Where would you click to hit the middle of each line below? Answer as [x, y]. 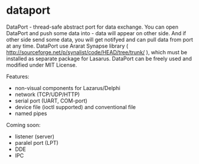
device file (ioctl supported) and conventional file [75, 107]
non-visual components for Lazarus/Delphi [68, 88]
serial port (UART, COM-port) [51, 100]
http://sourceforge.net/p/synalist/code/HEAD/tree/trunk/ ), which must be [97, 52]
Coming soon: [23, 125]
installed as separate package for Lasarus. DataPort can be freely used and [99, 58]
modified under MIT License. [42, 65]
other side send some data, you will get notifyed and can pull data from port [99, 39]
